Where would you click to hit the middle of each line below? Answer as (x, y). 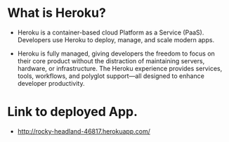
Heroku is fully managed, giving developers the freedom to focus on (116, 53)
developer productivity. (51, 83)
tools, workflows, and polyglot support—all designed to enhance (111, 76)
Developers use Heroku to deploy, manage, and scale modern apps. (116, 39)
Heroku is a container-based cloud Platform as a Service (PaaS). (111, 32)
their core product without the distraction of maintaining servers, (111, 60)
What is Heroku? (57, 13)
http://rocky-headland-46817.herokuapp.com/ (84, 131)
